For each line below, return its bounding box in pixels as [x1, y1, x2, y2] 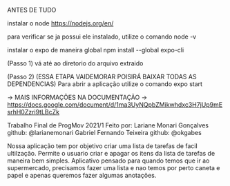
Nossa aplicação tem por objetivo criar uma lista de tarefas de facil [7, 142, 198, 150]
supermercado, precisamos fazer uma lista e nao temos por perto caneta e [7, 164, 220, 172]
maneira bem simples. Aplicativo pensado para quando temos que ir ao [7, 156, 210, 165]
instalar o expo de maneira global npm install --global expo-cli [7, 46, 184, 54]
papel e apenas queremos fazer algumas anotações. [7, 172, 157, 179]
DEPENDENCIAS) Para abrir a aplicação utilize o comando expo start [7, 80, 202, 88]
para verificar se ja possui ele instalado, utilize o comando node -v [7, 32, 197, 41]
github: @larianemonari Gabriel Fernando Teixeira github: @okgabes [7, 129, 202, 136]
